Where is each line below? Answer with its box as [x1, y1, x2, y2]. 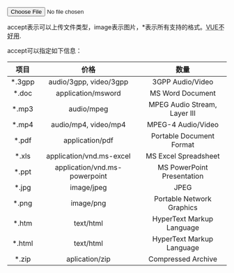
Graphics [168, 202, 198, 212]
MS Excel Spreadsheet [146, 152, 220, 161]
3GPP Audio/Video [152, 77, 214, 87]
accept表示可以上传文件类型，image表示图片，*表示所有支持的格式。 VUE [7, 23, 219, 31]
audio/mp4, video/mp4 [51, 120, 127, 129]
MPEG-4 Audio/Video [146, 120, 219, 129]
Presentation [162, 171, 204, 181]
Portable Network [154, 194, 212, 203]
